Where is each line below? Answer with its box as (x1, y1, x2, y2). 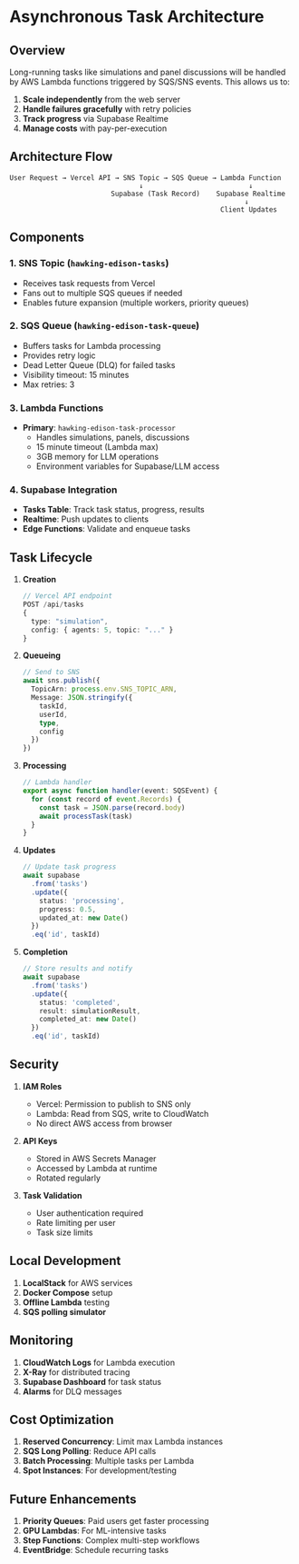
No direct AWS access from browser (35, 1118, 173, 1129)
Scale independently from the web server (22, 94, 181, 105)
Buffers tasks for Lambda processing (22, 340, 161, 351)
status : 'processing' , (39, 896, 125, 905)
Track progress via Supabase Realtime (22, 114, 169, 124)
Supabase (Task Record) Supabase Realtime (110, 189, 285, 198)
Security (9, 1057, 59, 1072)
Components (9, 230, 84, 245)
